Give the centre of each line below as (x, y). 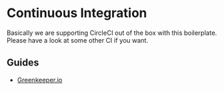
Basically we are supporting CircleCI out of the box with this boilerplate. (112, 33)
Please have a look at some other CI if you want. (78, 40)
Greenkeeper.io (40, 80)
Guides (23, 63)
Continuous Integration (77, 13)
